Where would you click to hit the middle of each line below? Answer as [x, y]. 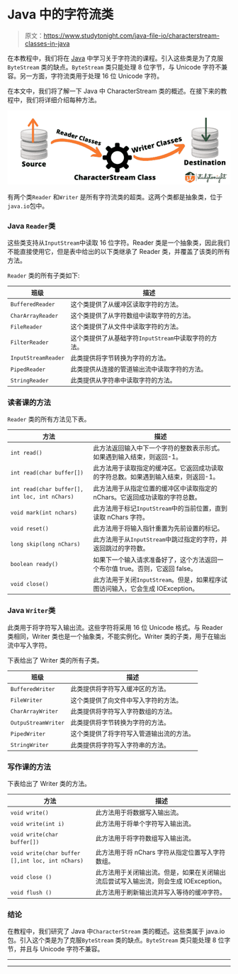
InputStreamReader [38, 358]
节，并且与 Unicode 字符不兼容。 [56, 949]
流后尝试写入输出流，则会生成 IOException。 [160, 881]
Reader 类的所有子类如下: [44, 276]
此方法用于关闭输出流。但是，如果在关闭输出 [161, 873]
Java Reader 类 [32, 226]
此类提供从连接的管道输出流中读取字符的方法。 [139, 369]
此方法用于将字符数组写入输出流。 [145, 838]
